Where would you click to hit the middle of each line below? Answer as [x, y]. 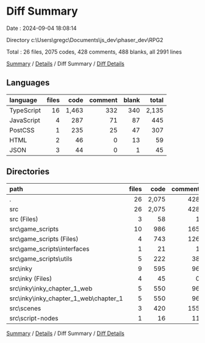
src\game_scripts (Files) [44, 239]
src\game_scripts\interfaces [49, 248]
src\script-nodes [34, 318]
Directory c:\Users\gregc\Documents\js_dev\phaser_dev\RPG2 [85, 40]
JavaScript [25, 120]
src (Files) [24, 219]
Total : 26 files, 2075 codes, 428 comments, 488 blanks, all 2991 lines [94, 52]
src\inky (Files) [31, 278]
